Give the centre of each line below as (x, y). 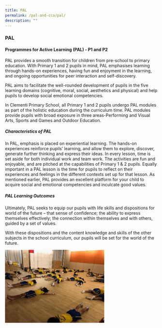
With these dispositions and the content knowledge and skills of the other (78, 233)
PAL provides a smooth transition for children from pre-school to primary (77, 60)
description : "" (21, 20)
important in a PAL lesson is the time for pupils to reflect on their (69, 169)
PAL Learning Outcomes (30, 196)
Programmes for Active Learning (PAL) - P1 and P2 (56, 49)
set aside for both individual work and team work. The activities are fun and (80, 159)
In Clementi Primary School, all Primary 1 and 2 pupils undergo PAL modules (81, 105)
